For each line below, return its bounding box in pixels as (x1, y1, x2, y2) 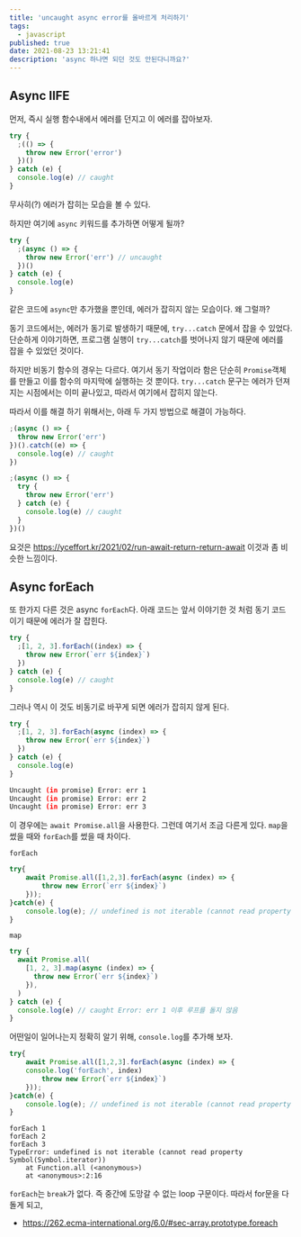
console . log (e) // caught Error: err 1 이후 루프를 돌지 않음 (17, 1006, 238, 1015)
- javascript (17, 30, 66, 39)
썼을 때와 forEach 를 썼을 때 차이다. (9, 831, 131, 842)
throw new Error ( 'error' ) (25, 148, 123, 158)
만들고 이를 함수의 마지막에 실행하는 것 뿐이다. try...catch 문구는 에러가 (18, 375, 274, 387)
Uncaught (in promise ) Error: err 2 (9, 794, 146, 803)
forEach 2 (9, 1132, 47, 1142)
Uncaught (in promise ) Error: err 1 (9, 785, 146, 795)
